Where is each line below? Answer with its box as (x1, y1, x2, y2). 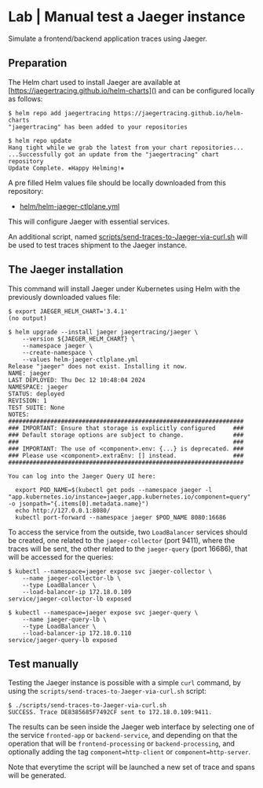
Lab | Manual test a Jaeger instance (8, 8, 246, 26)
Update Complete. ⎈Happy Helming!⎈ (8, 164, 125, 172)
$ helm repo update (8, 137, 72, 144)
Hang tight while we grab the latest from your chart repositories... (8, 144, 244, 151)
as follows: (8, 94, 43, 104)
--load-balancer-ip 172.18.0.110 (22, 629, 132, 637)
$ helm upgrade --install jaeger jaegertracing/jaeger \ (8, 328, 199, 336)
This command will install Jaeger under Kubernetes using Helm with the (8, 283, 241, 294)
